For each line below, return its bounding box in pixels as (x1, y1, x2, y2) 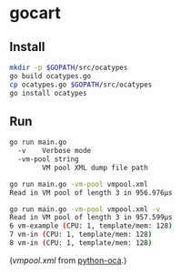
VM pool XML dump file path (42, 163, 148, 172)
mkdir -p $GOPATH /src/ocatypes (9, 63, 128, 72)
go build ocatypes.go (9, 71, 92, 80)
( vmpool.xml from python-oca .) (9, 254, 127, 266)
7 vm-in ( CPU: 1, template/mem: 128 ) (9, 230, 153, 239)
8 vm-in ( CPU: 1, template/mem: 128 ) (9, 239, 153, 248)
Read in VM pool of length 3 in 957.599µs (9, 213, 173, 222)
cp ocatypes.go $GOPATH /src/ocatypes (9, 80, 153, 89)
